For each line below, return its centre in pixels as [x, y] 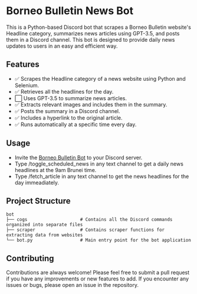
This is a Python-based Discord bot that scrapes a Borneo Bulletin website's [99, 27]
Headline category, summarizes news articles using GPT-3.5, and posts [93, 33]
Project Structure [38, 201]
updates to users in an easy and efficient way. [62, 46]
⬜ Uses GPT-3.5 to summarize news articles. [70, 98]
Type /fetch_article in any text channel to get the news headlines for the [102, 176]
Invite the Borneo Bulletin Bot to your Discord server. [78, 157]
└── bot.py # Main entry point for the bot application [99, 240]
